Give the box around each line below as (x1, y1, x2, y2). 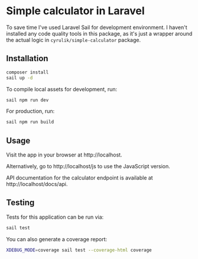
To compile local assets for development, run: (6, 85, 118, 92)
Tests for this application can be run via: (6, 213, 104, 220)
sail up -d (6, 75, 33, 81)
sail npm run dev (6, 97, 49, 103)
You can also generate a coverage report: (6, 235, 108, 242)
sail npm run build (6, 119, 54, 125)
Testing (6, 197, 35, 208)
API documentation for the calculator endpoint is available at (6, 174, 153, 181)
